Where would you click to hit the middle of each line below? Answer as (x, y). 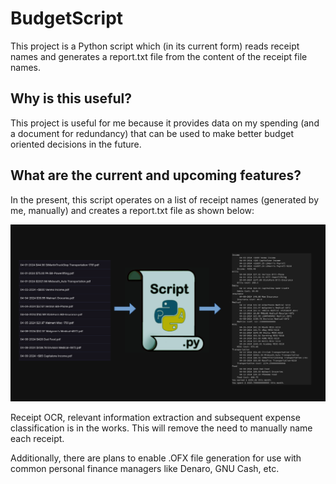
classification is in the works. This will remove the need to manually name (161, 428)
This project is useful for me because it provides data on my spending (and (165, 123)
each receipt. (37, 438)
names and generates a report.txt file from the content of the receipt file (159, 56)
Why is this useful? (71, 98)
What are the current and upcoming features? (156, 175)
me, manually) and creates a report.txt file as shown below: (132, 210)
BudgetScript (67, 18)
